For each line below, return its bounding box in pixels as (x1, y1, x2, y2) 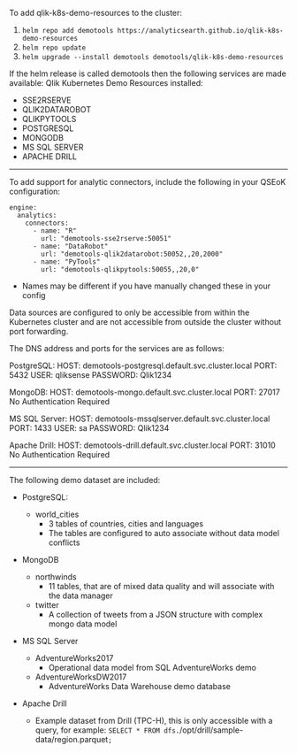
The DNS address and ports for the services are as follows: (9, 343, 225, 353)
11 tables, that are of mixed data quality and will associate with (48, 581, 275, 591)
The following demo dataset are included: (9, 475, 161, 485)
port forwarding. (9, 327, 69, 336)
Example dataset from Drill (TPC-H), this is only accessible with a (34, 716, 273, 726)
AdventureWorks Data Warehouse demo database (48, 681, 232, 691)
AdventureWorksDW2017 (34, 672, 127, 682)
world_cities (34, 509, 80, 519)
